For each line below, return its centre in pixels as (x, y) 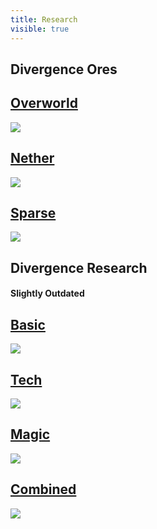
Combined (43, 489)
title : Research (44, 19)
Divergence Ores (64, 69)
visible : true (40, 29)
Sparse (33, 212)
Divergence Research (79, 267)
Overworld (44, 103)
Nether (32, 158)
